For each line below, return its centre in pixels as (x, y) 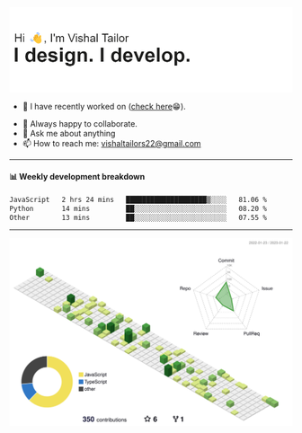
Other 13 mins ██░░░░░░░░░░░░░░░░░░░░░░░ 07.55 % (138, 218)
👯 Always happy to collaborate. (80, 124)
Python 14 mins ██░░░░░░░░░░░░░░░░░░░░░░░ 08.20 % (138, 209)
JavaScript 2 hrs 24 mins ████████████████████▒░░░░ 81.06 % (138, 200)
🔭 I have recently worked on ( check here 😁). (104, 107)
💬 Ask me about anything (69, 134)
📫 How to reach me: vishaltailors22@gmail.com (111, 144)
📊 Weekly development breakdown (77, 176)
